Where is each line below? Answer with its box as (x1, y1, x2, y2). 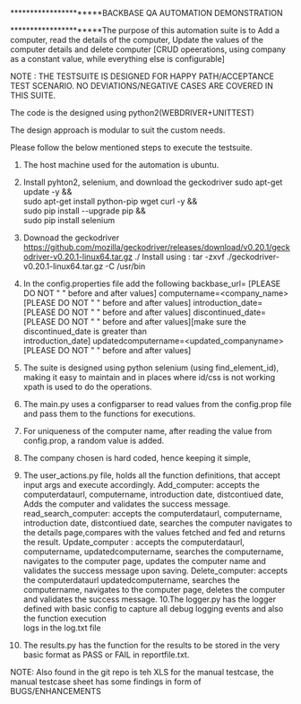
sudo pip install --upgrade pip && (22, 205, 146, 216)
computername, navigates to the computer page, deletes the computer (22, 585, 286, 595)
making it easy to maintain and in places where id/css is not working (22, 372, 276, 382)
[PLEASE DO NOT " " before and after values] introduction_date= (22, 298, 263, 308)
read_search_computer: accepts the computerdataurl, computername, (22, 508, 283, 518)
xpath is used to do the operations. (22, 381, 152, 392)
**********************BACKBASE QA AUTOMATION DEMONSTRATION (10, 8, 283, 18)
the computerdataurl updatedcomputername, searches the (22, 575, 240, 586)
